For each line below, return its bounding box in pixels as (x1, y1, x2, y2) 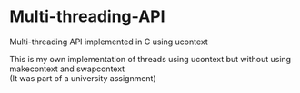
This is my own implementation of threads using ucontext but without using (9, 53, 292, 64)
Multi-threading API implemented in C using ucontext (9, 36, 208, 47)
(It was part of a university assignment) (9, 72, 156, 83)
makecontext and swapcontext (9, 63, 125, 74)
